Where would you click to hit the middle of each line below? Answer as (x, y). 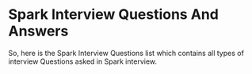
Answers (38, 31)
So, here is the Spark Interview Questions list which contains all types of (126, 53)
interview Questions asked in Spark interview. (82, 61)
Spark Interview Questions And (114, 15)
